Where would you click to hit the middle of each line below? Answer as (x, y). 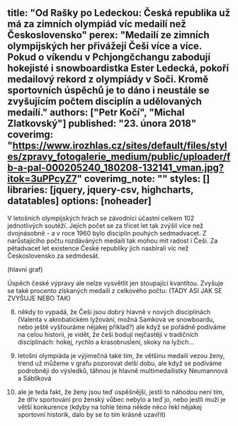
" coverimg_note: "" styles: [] (143, 179)
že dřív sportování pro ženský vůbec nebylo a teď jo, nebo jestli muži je (122, 399)
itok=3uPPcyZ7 (42, 179)
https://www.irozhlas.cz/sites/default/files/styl (120, 146)
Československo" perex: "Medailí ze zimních (108, 35)
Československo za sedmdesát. (54, 255)
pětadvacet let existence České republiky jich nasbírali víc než (98, 248)
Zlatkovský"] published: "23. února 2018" (102, 123)
